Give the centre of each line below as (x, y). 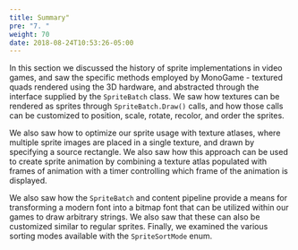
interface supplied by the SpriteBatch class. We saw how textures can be (145, 97)
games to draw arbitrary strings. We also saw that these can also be (135, 217)
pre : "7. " (30, 26)
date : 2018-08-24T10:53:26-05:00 (72, 43)
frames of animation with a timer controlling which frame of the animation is (149, 171)
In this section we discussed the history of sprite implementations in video (146, 68)
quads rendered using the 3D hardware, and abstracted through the (134, 87)
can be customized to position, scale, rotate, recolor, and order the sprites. (147, 116)
